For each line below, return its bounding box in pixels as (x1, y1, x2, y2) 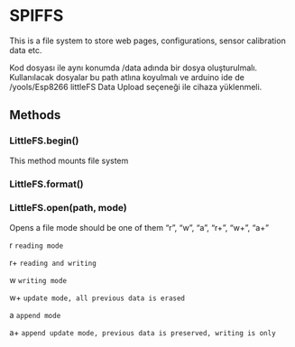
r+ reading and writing (9, 257, 97, 268)
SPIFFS (9, 5, 64, 26)
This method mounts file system (9, 155, 129, 166)
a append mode (9, 309, 61, 320)
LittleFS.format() (9, 178, 84, 190)
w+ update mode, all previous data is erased (9, 292, 186, 303)
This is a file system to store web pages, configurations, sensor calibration (9, 35, 286, 46)
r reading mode (9, 240, 64, 251)
